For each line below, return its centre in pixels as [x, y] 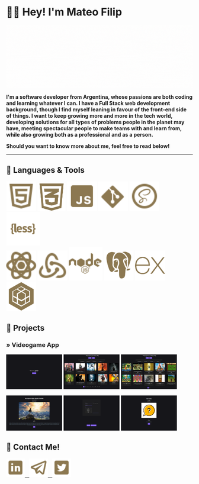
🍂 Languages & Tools [45, 170]
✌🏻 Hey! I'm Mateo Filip [64, 12]
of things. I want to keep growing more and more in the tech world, [89, 115]
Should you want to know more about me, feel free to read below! [88, 146]
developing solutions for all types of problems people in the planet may [95, 122]
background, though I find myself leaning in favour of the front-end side [97, 109]
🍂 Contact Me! [33, 447]
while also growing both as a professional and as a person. [80, 134]
